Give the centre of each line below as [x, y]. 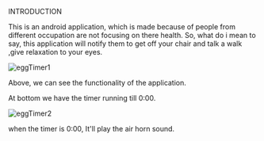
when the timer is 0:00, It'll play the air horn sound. [92, 129]
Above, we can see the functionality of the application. [97, 83]
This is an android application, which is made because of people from [122, 27]
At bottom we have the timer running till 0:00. [82, 98]
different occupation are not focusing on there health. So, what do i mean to [132, 35]
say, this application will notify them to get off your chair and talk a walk [125, 44]
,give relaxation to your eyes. [55, 52]
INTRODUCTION [35, 11]
